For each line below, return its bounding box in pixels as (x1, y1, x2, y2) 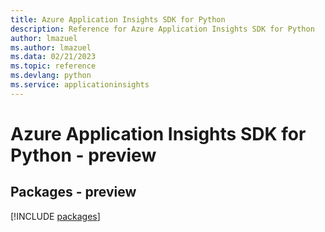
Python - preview (10, 144, 157, 166)
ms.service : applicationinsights (10, 80, 150, 90)
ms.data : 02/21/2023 (10, 52, 97, 62)
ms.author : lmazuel (10, 42, 92, 53)
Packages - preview (10, 184, 137, 201)
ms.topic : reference (10, 61, 97, 71)
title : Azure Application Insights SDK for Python (10, 14, 226, 25)
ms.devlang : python (10, 71, 92, 81)
